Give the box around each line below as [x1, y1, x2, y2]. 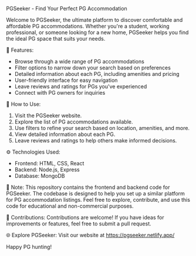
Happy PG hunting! [6, 244, 52, 250]
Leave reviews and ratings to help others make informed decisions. [14, 137, 177, 144]
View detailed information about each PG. [14, 131, 116, 138]
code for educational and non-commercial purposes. [6, 202, 134, 210]
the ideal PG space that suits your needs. [6, 35, 106, 42]
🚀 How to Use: [6, 101, 41, 108]
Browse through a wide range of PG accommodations [14, 58, 145, 65]
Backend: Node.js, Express [14, 166, 80, 173]
